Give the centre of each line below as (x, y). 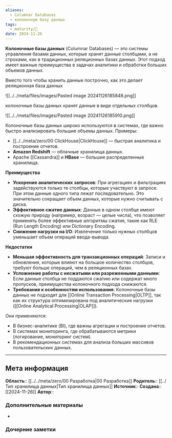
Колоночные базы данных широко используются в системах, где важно (84, 125)
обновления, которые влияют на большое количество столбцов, (83, 262)
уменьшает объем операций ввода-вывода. (61, 237)
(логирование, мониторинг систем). (52, 337)
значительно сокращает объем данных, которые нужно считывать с (88, 199)
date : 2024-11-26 (24, 34)
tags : (11, 24)
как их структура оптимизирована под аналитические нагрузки (83, 300)
